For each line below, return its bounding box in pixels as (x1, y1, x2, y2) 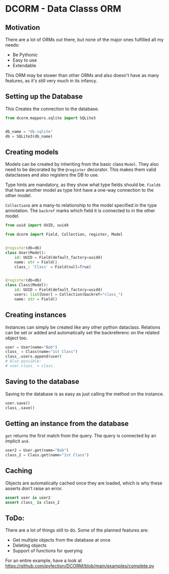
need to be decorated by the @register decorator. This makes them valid (5, 166, 156, 172)
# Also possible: (5, 359, 42, 364)
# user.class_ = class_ (5, 364, 55, 369)
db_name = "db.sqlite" (5, 129, 53, 134)
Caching (5, 466, 33, 475)
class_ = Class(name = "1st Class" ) (5, 349, 78, 355)
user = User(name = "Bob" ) (5, 344, 58, 349)
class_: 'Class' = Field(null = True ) (14, 264, 92, 270)
